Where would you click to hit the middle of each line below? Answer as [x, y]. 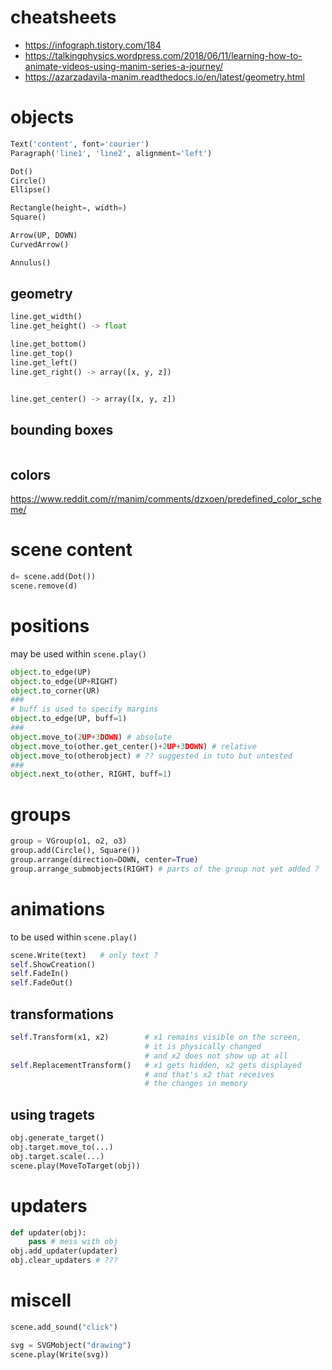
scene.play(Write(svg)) [60, 1354]
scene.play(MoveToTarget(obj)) [75, 1166]
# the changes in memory [196, 1084]
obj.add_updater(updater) [64, 1251]
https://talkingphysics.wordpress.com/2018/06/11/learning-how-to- [163, 55]
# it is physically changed [203, 1046]
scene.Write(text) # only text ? [84, 955]
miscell [41, 1300]
